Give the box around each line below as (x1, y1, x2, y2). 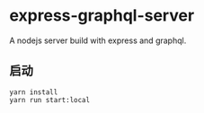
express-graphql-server (9, 5, 195, 26)
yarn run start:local (9, 95, 91, 104)
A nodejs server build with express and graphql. (9, 35, 187, 46)
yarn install (9, 87, 58, 97)
